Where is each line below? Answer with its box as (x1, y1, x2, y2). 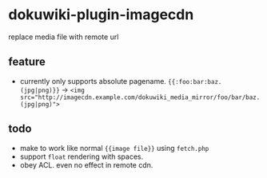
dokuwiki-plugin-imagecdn (8, 6, 194, 24)
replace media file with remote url (8, 32, 119, 42)
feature (8, 55, 46, 69)
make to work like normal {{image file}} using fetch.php (19, 143, 209, 152)
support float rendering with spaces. (19, 152, 144, 161)
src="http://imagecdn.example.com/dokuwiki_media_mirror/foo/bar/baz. (19, 93, 261, 101)
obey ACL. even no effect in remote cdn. (19, 160, 153, 169)
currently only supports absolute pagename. (19, 76, 166, 85)
